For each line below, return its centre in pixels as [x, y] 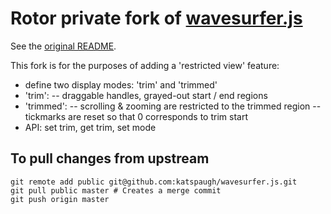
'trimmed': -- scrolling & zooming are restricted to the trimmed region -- [173, 106]
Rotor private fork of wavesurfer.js [156, 18]
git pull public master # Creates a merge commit [116, 190]
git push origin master [60, 199]
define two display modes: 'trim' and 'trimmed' [121, 84]
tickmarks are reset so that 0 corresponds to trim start [136, 116]
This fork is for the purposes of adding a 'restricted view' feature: [145, 65]
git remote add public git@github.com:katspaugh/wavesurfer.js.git [154, 182]
